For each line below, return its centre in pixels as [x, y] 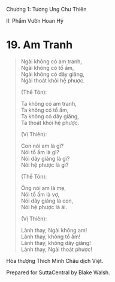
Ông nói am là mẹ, [43, 188]
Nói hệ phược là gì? [45, 165]
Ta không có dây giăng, [50, 116]
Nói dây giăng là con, [47, 201]
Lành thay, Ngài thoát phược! [57, 249]
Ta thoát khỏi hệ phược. [50, 122]
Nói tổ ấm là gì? [40, 152]
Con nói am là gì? [42, 146]
